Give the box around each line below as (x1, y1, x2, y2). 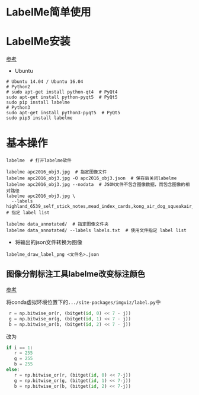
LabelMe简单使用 (6, 5, 91, 19)
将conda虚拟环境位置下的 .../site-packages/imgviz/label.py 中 (6, 298, 161, 306)
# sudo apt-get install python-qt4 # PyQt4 (6, 89, 118, 95)
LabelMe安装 (6, 35, 70, 48)
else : (6, 367, 20, 372)
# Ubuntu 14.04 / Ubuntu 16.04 (6, 79, 84, 85)
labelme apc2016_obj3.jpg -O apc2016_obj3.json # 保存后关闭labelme (6, 175, 177, 181)
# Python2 (6, 84, 31, 90)
